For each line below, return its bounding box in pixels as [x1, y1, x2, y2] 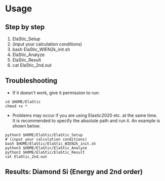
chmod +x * [5, 104, 28, 109]
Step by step [5, 23, 45, 31]
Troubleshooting [5, 76, 58, 85]
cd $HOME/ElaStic [5, 99, 41, 104]
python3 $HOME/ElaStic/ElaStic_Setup [5, 132, 83, 137]
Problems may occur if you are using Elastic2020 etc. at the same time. [12, 112, 158, 118]
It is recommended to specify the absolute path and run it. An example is [12, 118, 161, 123]
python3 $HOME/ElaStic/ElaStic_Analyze [5, 145, 87, 150]
